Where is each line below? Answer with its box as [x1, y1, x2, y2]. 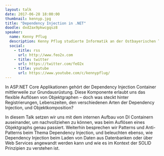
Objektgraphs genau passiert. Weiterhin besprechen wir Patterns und [5, 124, 145, 130]
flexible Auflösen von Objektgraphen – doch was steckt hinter [5, 94, 129, 100]
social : [9, 43, 25, 48]
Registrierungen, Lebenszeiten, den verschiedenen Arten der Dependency [5, 99, 155, 105]
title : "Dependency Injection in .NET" [5, 20, 86, 26]
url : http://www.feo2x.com [18, 52, 73, 58]
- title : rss [14, 48, 41, 53]
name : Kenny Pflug [9, 35, 47, 39]
